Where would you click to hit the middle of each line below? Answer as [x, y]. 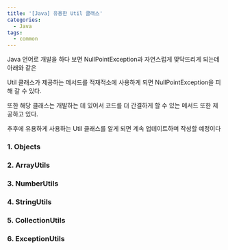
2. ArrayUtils [28, 165]
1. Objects [24, 147]
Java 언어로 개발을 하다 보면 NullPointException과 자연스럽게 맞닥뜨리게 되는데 [114, 60]
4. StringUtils [29, 201]
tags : [15, 33]
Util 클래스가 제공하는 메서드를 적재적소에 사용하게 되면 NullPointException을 [111, 82]
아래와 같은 [22, 68]
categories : [24, 20]
